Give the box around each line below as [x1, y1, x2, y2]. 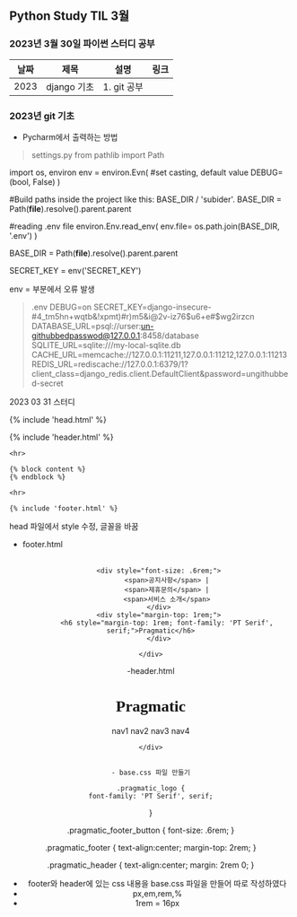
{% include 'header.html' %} [9, 432, 114, 442]
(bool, [9, 176, 31, 187]
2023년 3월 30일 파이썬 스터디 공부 [9, 38, 155, 50]
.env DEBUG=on [31, 301, 92, 312]
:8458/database [140, 330, 199, 341]
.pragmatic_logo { [116, 783, 186, 792]
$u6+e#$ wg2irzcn [185, 310, 255, 321]
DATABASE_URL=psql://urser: [31, 320, 142, 331]
